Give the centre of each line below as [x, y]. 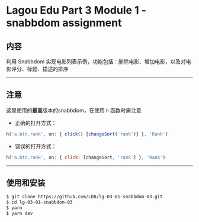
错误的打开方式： [36, 146]
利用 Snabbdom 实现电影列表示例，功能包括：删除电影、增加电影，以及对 [96, 62]
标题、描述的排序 [47, 69]
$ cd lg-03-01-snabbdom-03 [39, 202]
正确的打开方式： [36, 123]
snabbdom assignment [64, 23]
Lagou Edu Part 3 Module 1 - [76, 10]
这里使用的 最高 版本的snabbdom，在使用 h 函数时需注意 [74, 110]
